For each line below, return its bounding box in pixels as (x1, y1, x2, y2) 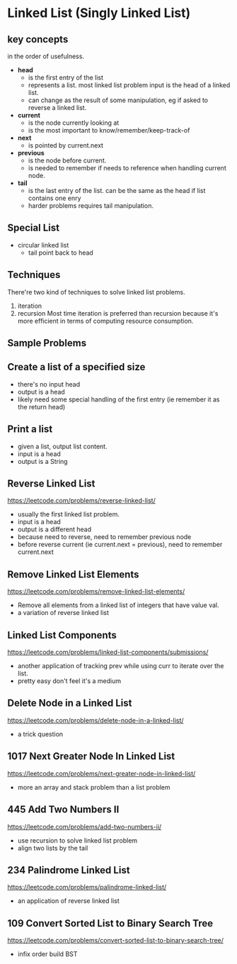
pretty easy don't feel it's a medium (17, 677, 122, 685)
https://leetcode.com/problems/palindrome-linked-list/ (7, 883, 167, 892)
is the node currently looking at (28, 118, 120, 127)
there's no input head (17, 379, 80, 388)
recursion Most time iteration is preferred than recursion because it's (17, 309, 219, 317)
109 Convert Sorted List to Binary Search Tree (7, 917, 214, 929)
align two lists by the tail (17, 843, 88, 852)
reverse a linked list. (28, 104, 87, 111)
